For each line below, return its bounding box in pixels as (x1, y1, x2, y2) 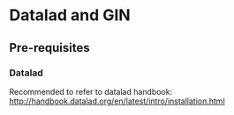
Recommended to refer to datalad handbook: (9, 86, 173, 97)
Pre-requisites (9, 40, 90, 55)
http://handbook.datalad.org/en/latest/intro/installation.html (9, 96, 225, 106)
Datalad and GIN (9, 5, 131, 25)
